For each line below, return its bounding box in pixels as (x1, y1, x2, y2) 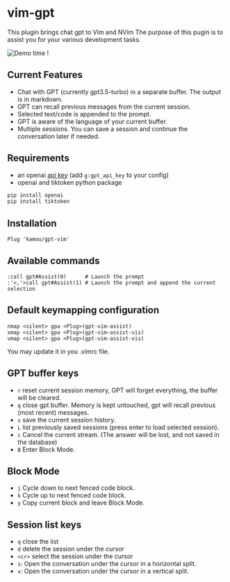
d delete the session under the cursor (17, 545, 125, 553)
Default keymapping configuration (7, 305, 160, 316)
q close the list (17, 537, 59, 546)
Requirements (7, 152, 69, 164)
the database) (17, 438, 58, 446)
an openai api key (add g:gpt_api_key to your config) (17, 171, 169, 179)
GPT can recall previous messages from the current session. (17, 102, 191, 111)
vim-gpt (7, 5, 55, 21)
